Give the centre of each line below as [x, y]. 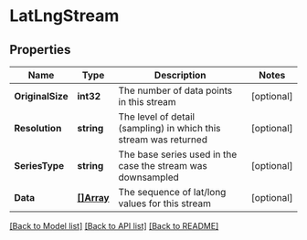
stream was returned [163, 140]
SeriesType [39, 166]
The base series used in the [178, 154]
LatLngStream [64, 16]
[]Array [93, 198]
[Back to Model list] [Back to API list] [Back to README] [114, 226]
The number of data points [175, 90]
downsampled [149, 177]
